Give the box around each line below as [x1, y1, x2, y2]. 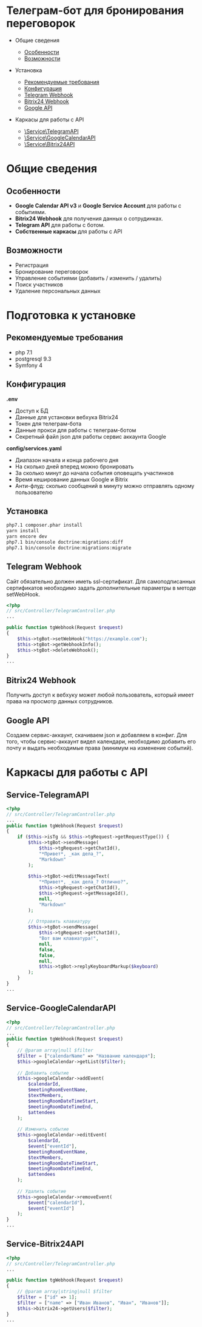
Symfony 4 [15, 362, 42, 369]
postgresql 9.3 [15, 355, 52, 362]
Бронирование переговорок [15, 268, 89, 275]
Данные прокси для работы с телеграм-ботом [15, 426, 136, 434]
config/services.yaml [6, 444, 62, 452]
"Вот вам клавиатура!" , [38, 936, 99, 942]
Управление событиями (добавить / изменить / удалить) [15, 274, 162, 282]
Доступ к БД [15, 407, 49, 414]
